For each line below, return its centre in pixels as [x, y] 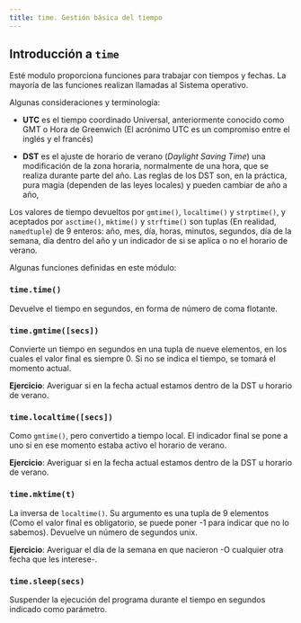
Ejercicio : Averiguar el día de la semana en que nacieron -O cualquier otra [146, 549]
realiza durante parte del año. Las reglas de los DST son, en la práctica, [155, 175]
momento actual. [40, 369]
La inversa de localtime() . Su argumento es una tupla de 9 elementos [139, 512]
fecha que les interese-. [53, 559]
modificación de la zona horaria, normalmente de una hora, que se [146, 166]
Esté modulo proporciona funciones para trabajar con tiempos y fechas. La [148, 76]
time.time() [35, 290]
